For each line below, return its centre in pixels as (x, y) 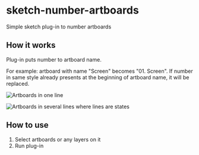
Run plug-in (29, 146)
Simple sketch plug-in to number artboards (59, 27)
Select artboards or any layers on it (58, 139)
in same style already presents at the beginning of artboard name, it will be (98, 77)
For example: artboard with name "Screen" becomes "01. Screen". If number (99, 71)
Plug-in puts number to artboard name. (54, 59)
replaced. (18, 83)
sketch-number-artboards (73, 10)
